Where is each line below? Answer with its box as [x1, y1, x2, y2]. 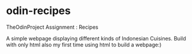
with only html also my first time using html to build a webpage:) [6, 41, 162, 48]
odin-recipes [6, 4, 71, 18]
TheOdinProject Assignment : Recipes [6, 23, 99, 31]
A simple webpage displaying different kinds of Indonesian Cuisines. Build [6, 35, 186, 42]
